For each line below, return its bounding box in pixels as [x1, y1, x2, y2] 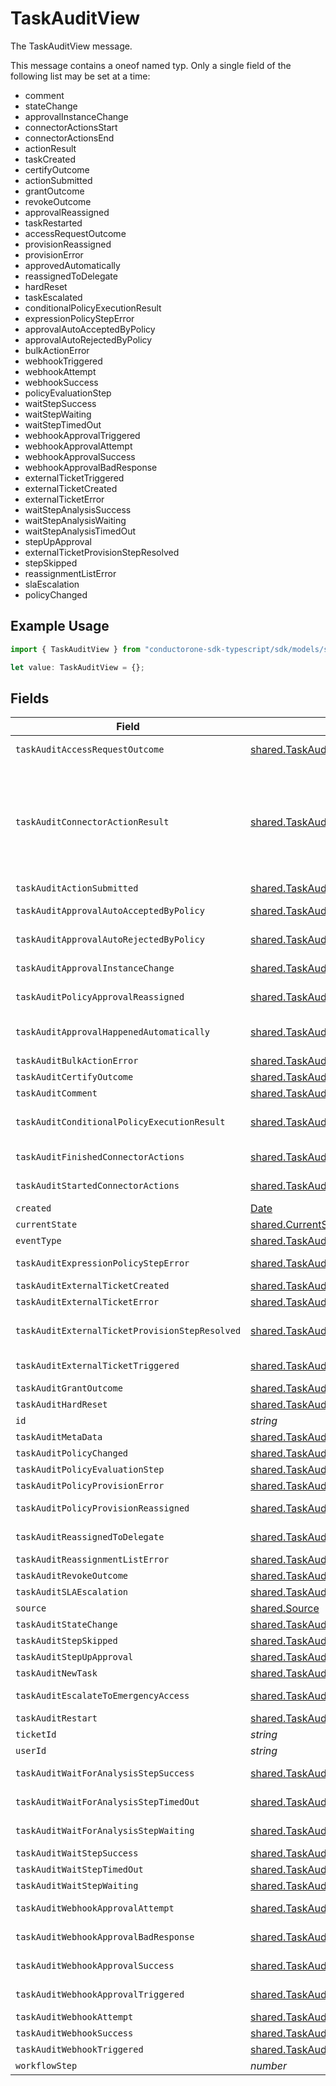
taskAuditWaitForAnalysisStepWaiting [15, 1825, 195, 1837]
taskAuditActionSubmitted [15, 883, 139, 894]
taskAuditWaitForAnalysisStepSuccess [15, 1768, 195, 1779]
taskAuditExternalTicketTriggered [15, 1360, 180, 1372]
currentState [15, 1219, 78, 1231]
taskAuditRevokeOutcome [15, 1570, 129, 1582]
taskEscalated [24, 291, 83, 303]
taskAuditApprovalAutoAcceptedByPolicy [15, 905, 205, 917]
